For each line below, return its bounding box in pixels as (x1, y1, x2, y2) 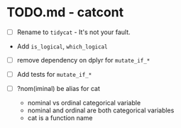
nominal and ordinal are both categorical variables (27, 106, 175, 114)
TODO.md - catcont (6, 4, 124, 21)
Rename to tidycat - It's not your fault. (16, 28, 131, 36)
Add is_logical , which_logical (16, 42, 108, 50)
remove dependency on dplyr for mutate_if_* (16, 56, 150, 64)
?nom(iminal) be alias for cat (16, 85, 101, 93)
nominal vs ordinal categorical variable (27, 99, 141, 107)
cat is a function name (27, 114, 93, 122)
